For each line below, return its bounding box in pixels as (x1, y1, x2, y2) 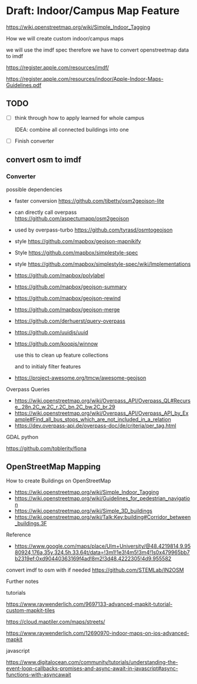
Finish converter (14, 137, 55, 145)
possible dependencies (6, 186, 63, 193)
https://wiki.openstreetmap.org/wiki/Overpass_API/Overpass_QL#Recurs (14, 397, 191, 404)
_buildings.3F (14, 520, 47, 527)
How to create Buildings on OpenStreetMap (6, 477, 111, 484)
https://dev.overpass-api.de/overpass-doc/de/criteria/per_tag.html (14, 422, 176, 429)
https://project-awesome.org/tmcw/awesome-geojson (14, 374, 147, 381)
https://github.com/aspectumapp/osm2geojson (14, 214, 130, 222)
